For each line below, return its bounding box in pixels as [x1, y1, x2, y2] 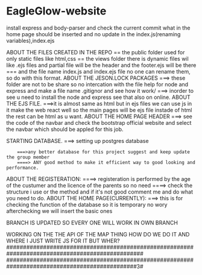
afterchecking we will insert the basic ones [6, 207, 113, 215]
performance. [6, 165, 39, 171]
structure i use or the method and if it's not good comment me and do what [6, 188, 194, 195]
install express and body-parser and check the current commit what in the [6, 24, 191, 31]
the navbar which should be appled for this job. [6, 125, 124, 133]
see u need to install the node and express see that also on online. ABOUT [6, 93, 191, 101]
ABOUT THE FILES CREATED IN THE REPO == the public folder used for [6, 48, 185, 55]
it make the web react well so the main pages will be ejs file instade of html [6, 106, 192, 113]
